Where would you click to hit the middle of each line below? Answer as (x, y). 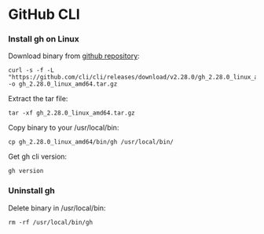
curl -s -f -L (31, 71)
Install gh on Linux (44, 39)
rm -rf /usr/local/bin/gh (50, 222)
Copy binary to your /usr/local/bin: (64, 128)
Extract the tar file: (38, 99)
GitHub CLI (44, 15)
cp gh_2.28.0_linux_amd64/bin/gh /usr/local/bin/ (91, 142)
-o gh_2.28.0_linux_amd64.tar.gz (63, 84)
